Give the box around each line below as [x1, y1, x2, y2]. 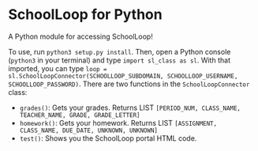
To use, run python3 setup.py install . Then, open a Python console [8, 47, 231, 56]
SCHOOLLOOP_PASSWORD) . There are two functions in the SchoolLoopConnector [8, 79, 250, 89]
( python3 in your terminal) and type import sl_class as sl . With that [8, 55, 231, 65]
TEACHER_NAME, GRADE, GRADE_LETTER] [19, 111, 140, 119]
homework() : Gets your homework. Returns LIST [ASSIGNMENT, [19, 118, 218, 127]
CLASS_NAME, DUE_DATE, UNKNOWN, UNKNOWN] [19, 126, 158, 134]
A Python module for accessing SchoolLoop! [8, 32, 154, 41]
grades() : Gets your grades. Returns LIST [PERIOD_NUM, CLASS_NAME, [19, 103, 241, 112]
